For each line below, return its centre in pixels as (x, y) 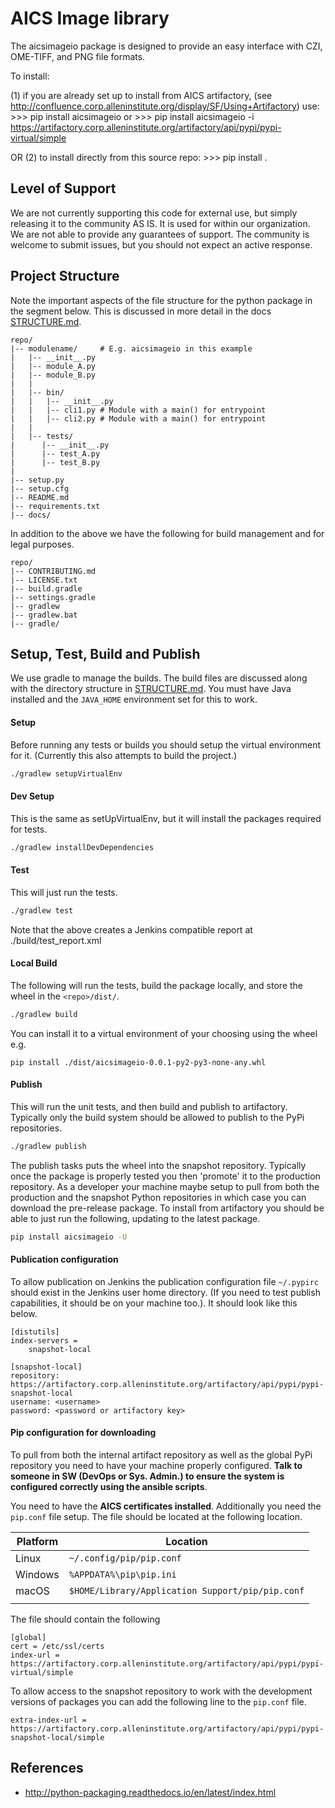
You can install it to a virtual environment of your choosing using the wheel (164, 1033)
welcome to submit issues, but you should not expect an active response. (161, 244)
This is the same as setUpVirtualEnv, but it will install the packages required (166, 818)
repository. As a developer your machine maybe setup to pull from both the (165, 1186)
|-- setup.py (37, 480)
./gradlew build (44, 1014)
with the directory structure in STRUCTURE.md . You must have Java (151, 689)
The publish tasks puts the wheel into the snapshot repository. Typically (158, 1165)
